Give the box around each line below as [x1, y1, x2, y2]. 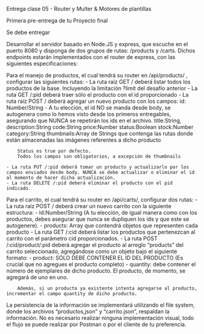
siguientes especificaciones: [6, 60, 78, 67]
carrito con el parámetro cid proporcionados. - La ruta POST [6, 235, 158, 242]
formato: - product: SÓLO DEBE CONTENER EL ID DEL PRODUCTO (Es [6, 254, 184, 261]
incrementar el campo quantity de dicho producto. [6, 291, 138, 297]
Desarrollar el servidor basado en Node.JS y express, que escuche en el [6, 41, 188, 47]
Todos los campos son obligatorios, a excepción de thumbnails [17, 153, 181, 159]
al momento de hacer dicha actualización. [6, 175, 116, 181]
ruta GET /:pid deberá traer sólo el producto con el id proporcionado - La [6, 91, 189, 98]
